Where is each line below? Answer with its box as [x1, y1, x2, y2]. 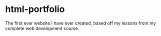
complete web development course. [5, 25, 79, 31]
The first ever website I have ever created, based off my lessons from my [5, 20, 156, 26]
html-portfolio [5, 3, 65, 15]
